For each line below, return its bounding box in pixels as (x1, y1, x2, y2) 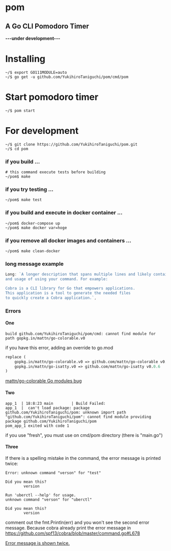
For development (5, 125, 79, 136)
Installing (5, 53, 46, 65)
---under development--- (5, 35, 61, 41)
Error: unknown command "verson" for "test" (5, 470, 101, 475)
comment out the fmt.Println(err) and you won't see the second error (5, 519, 150, 526)
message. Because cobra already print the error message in (5, 525, 131, 531)
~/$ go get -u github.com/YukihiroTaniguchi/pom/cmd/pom (5, 74, 129, 79)
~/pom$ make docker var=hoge (5, 225, 67, 230)
